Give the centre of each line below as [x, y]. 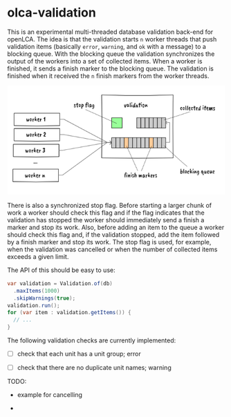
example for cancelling [50, 395]
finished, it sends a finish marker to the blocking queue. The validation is [111, 68]
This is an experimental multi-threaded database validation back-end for [110, 32]
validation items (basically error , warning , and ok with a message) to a [107, 46]
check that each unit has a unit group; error [79, 354]
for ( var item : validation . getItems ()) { [69, 313]
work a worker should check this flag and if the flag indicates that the [106, 213]
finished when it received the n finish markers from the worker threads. [108, 76]
